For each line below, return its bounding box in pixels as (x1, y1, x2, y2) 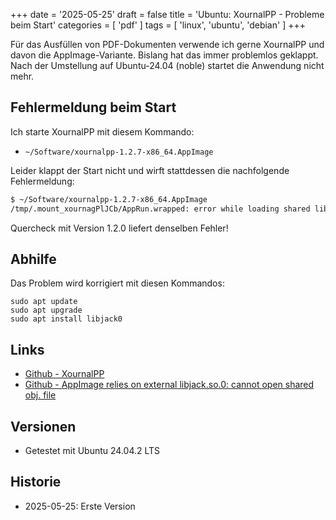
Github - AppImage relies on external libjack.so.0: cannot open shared (24, 379, 315, 391)
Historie (10, 474, 62, 491)
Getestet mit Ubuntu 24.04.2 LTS (24, 445, 161, 456)
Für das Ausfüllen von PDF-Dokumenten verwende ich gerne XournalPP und (10, 39, 325, 50)
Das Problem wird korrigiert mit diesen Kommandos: (10, 277, 225, 289)
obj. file (24, 389, 57, 401)
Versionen (10, 418, 77, 435)
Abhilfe (10, 250, 57, 268)
